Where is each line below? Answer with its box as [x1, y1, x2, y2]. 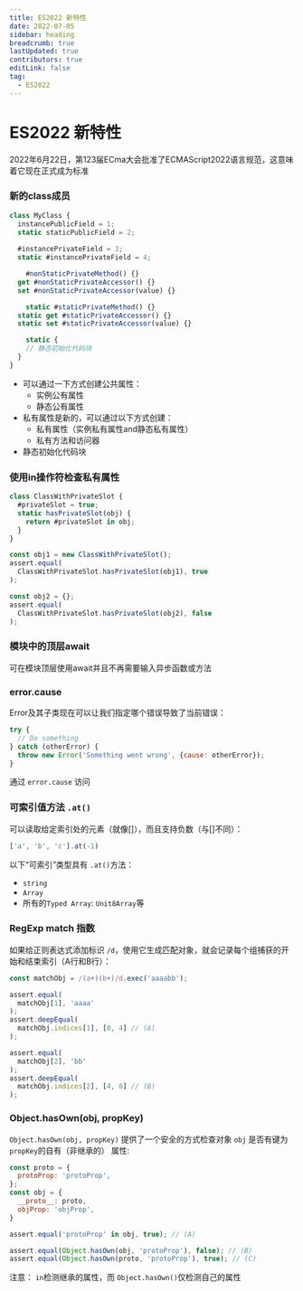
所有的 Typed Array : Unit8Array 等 [22, 897, 145, 909]
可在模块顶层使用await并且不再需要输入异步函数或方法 [9, 662, 213, 674]
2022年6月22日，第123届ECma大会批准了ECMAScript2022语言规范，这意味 [9, 154, 294, 165]
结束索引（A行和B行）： [24, 956, 111, 966]
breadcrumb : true [9, 38, 75, 48]
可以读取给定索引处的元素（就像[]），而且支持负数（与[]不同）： [9, 824, 243, 834]
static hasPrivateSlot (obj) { [17, 508, 131, 518]
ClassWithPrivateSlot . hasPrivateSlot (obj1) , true [17, 567, 208, 577]
